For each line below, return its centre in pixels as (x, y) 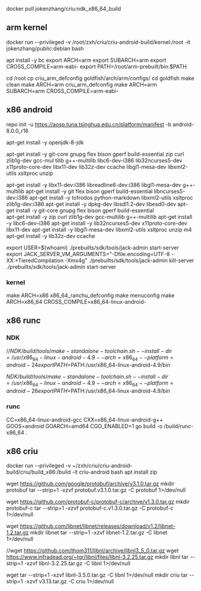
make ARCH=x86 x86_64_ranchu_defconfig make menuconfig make (91, 295)
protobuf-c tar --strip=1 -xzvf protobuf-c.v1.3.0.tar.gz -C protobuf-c (90, 508)
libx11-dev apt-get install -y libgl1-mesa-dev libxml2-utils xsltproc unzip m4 (99, 229)
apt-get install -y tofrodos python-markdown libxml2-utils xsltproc (111, 197)
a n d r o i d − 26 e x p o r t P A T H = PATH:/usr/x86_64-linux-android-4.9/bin (88, 391)
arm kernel (27, 27)
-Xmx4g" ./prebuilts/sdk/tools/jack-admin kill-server (130, 260)
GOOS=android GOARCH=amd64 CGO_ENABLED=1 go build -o (85, 426)
